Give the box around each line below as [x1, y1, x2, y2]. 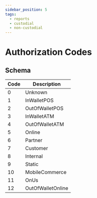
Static [25, 161, 39, 168]
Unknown [25, 89, 48, 96]
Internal [25, 153, 43, 160]
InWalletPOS [25, 97, 54, 104]
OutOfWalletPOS [25, 105, 64, 112]
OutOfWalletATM [25, 121, 65, 128]
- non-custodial [9, 26, 43, 30]
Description [32, 81, 61, 87]
